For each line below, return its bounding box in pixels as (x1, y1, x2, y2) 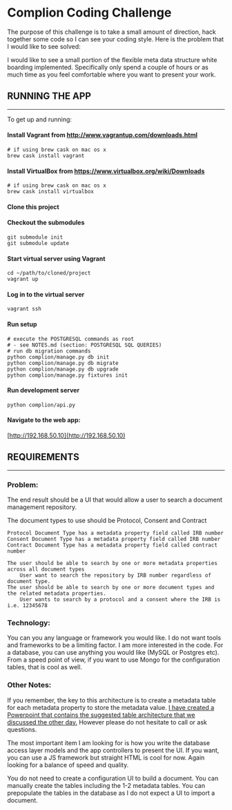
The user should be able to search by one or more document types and (7, 584, 215, 591)
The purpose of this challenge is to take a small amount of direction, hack (7, 28, 216, 36)
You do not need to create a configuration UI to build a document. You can (7, 774, 219, 782)
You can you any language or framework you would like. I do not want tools (7, 633, 222, 642)
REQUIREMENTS (7, 451, 79, 463)
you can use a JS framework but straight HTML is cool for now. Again (7, 753, 205, 762)
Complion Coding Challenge (7, 5, 172, 21)
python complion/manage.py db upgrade (7, 366, 119, 373)
